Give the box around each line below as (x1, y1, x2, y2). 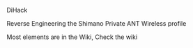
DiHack (6, 6, 28, 14)
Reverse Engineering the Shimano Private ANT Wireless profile (6, 19, 187, 27)
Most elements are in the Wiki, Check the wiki (6, 33, 138, 41)
